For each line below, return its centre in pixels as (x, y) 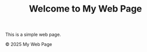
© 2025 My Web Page (29, 44)
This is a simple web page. (33, 35)
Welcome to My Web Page (85, 9)
